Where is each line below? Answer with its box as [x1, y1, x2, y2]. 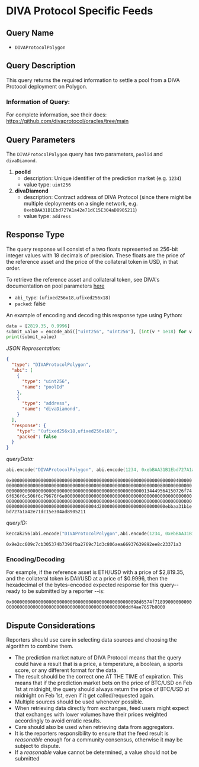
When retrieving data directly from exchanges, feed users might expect [14, 705, 190, 712]
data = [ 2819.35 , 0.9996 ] [6, 323, 70, 329]
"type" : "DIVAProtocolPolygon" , [11, 362, 92, 368]
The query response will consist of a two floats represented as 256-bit [6, 245, 178, 252]
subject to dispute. [14, 743, 60, 750]
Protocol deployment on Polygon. [6, 83, 88, 90]
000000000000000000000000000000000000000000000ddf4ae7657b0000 [6, 604, 166, 610]
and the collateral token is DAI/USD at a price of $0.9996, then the [6, 575, 168, 582]
